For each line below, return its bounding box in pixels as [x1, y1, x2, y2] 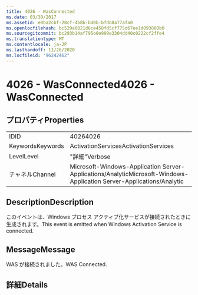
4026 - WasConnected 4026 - [6, 78, 155, 91]
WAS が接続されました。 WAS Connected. [6, 261, 107, 268]
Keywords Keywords [9, 142, 65, 150]
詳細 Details [6, 280, 48, 290]
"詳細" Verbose [70, 153, 111, 161]
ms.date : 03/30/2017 [6, 14, 57, 20]
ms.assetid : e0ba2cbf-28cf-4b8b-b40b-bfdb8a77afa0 [6, 19, 133, 25]
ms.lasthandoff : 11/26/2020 [6, 47, 75, 53]
